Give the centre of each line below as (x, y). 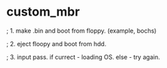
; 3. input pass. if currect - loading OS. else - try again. (83, 57)
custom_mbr (43, 12)
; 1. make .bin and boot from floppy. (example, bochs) (81, 31)
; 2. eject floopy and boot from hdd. (56, 44)
